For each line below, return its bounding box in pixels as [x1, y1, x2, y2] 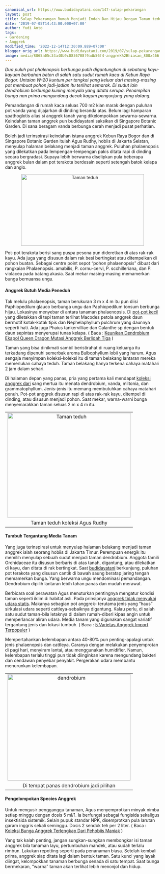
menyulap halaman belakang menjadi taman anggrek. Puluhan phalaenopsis [5, 144, 159, 150]
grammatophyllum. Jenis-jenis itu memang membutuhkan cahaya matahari [5, 385, 157, 391]
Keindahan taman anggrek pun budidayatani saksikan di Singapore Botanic [5, 118, 157, 124]
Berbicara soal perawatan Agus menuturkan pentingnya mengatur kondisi [5, 590, 155, 596]
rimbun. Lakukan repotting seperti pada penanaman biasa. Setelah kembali [5, 847, 157, 854]
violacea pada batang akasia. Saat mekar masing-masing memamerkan [5, 271, 150, 277]
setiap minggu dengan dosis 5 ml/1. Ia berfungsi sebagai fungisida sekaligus [5, 812, 160, 818]
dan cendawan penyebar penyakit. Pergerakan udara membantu [5, 657, 136, 663]
